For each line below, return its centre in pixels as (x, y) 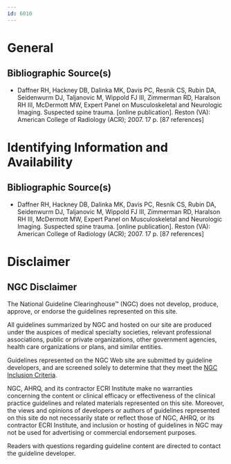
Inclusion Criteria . (32, 375)
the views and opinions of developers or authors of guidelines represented (113, 410)
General (30, 47)
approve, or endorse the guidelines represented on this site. (92, 311)
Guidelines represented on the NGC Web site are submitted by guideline (110, 360)
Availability (40, 162)
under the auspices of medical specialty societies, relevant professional (110, 332)
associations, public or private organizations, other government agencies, (112, 339)
